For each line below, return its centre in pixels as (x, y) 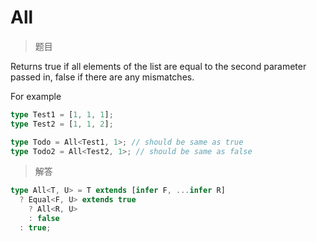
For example (36, 96)
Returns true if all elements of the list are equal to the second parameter (158, 66)
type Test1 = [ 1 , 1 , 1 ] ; (62, 114)
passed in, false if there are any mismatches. (102, 77)
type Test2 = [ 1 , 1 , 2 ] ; (62, 124)
